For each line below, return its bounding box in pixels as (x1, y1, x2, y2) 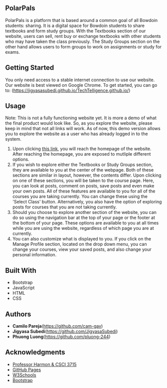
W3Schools (12, 372, 36, 378)
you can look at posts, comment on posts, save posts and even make (12, 183, 155, 189)
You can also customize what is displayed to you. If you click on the (12, 236, 151, 242)
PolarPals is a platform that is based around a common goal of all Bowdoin (5, 17, 158, 23)
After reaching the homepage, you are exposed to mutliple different (12, 151, 151, 157)
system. (5, 136, 21, 142)
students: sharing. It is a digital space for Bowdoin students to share (5, 22, 145, 28)
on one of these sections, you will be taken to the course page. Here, (12, 178, 155, 184)
